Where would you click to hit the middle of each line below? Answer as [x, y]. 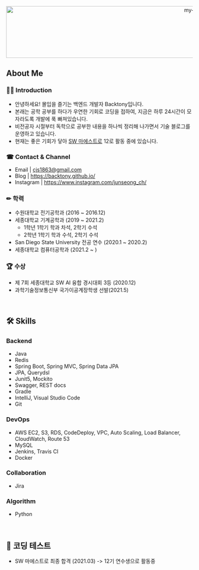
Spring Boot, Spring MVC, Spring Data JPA [67, 366]
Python [23, 514]
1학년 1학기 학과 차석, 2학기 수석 [60, 228]
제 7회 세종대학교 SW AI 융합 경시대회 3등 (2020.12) [75, 282]
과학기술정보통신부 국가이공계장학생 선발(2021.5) [72, 290]
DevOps [18, 420]
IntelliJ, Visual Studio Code [47, 398]
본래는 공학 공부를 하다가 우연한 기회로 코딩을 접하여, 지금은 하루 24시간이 [100, 111]
